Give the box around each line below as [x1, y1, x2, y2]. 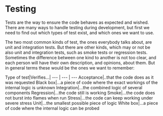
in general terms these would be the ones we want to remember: [5, 65, 135, 71]
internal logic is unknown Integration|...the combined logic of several [5, 84, 143, 90]
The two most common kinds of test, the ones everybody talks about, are [5, 39, 152, 45]
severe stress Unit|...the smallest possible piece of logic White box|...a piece [5, 100, 158, 106]
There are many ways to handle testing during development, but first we [5, 24, 150, 30]
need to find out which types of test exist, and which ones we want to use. [5, 30, 154, 35]
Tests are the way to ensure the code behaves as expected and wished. [5, 19, 149, 25]
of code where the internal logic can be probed [5, 105, 100, 111]
